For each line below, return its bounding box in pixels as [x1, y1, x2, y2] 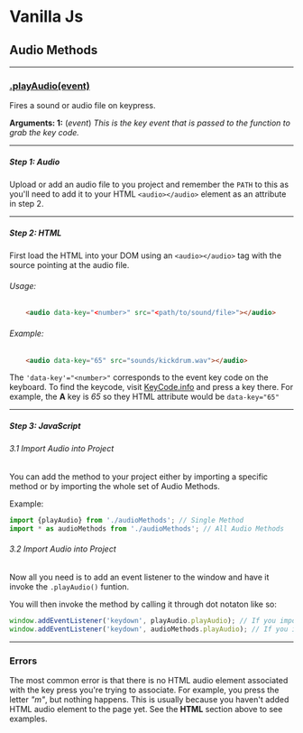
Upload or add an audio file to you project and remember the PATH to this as [9, 179, 289, 190]
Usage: [9, 280, 37, 291]
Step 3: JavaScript [9, 420, 81, 431]
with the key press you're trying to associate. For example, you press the [9, 684, 280, 695]
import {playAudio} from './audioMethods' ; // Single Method [9, 515, 244, 524]
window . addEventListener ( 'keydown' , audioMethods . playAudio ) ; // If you [9, 625, 289, 634]
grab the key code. [9, 127, 79, 138]
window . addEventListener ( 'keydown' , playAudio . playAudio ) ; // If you [9, 616, 277, 625]
